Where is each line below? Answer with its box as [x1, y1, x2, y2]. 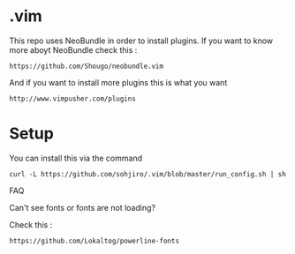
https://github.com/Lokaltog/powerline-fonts [9, 236, 179, 245]
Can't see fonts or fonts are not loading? [9, 202, 156, 213]
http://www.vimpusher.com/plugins [9, 94, 137, 103]
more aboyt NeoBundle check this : [9, 44, 138, 55]
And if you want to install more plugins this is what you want [9, 77, 228, 87]
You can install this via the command [9, 153, 143, 163]
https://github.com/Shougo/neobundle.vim [9, 62, 164, 71]
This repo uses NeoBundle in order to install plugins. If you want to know [9, 35, 274, 46]
